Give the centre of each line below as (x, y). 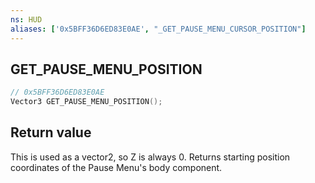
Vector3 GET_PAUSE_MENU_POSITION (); (86, 102)
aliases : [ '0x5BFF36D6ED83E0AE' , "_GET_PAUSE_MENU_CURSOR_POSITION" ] (158, 29)
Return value (51, 132)
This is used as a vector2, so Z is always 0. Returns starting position (150, 157)
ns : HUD (26, 19)
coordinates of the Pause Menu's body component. (116, 167)
